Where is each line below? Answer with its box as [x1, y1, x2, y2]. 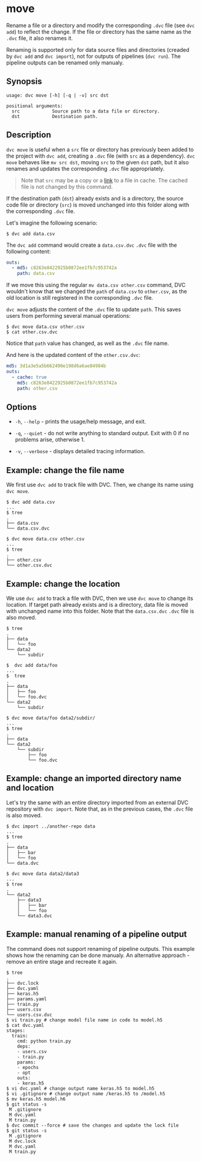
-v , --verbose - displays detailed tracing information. [14, 448, 146, 455]
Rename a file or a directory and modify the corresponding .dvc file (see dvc [6, 22, 195, 29]
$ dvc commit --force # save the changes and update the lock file [6, 1122, 179, 1128]
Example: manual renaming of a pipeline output [6, 929, 187, 940]
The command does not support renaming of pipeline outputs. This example [6, 945, 195, 952]
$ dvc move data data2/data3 [6, 870, 79, 877]
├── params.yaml [6, 995, 47, 1002]
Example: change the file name [6, 465, 125, 475]
